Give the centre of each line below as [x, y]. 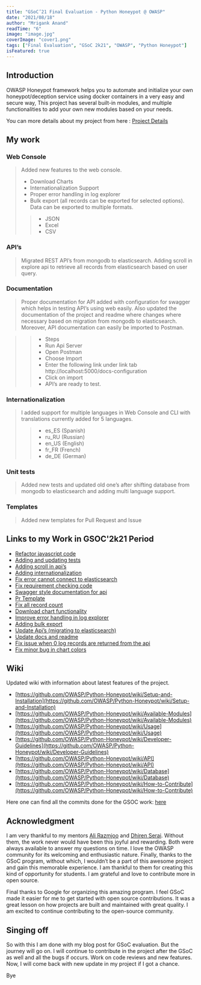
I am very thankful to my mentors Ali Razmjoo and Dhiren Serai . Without [95, 836]
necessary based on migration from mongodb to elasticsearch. [99, 321]
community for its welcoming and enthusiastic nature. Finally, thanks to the [99, 855]
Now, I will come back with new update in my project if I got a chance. [93, 963]
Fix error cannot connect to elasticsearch [66, 579]
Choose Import [63, 358]
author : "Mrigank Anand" [37, 23]
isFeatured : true [28, 51]
